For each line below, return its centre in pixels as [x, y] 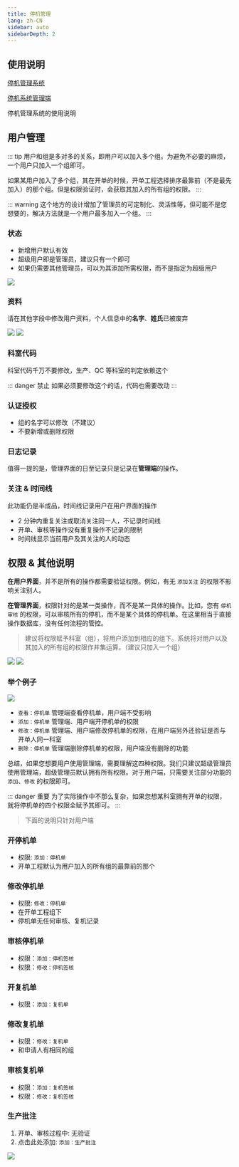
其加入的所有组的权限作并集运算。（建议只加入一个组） [104, 647]
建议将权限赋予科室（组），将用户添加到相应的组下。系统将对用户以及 [126, 639]
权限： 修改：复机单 [43, 1041]
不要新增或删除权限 [46, 431]
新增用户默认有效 [43, 251]
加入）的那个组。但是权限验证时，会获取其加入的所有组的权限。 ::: [105, 189]
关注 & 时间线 [30, 488]
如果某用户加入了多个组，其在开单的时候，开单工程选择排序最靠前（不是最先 [119, 180]
